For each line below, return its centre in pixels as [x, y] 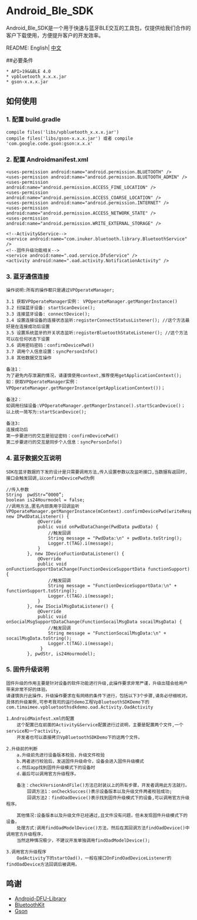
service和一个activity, [34, 731]
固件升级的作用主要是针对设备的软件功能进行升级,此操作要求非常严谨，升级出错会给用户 [97, 683]
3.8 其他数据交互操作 [29, 358]
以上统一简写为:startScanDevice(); [46, 412]
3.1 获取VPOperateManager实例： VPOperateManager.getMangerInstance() [92, 302]
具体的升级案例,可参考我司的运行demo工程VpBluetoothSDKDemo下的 [78, 702]
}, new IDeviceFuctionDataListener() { [76, 554]
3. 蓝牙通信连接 [28, 276]
